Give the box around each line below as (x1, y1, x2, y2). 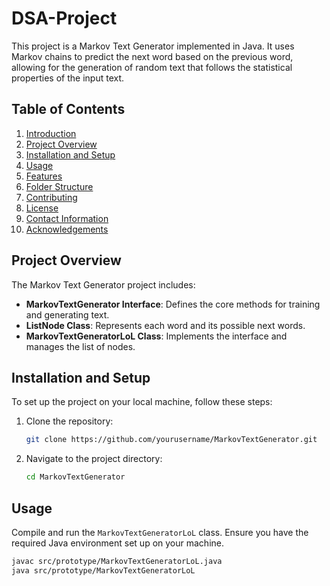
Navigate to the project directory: (25, 453, 163, 465)
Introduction (25, 127, 77, 139)
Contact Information (25, 212, 109, 224)
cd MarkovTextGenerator (25, 472, 126, 482)
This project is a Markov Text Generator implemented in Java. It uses (11, 40, 295, 52)
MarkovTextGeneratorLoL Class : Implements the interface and (25, 330, 288, 342)
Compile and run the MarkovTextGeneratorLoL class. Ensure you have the (11, 526, 309, 538)
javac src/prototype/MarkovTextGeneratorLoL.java (11, 556, 223, 566)
